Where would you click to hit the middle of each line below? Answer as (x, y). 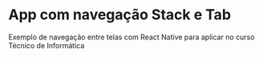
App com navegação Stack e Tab (119, 15)
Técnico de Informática (47, 45)
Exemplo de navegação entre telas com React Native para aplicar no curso (131, 37)
